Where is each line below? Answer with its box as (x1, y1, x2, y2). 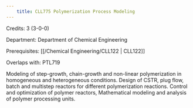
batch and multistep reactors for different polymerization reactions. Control (6, 83, 188, 90)
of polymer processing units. (6, 95, 76, 102)
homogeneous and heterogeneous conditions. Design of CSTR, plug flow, (6, 76, 184, 83)
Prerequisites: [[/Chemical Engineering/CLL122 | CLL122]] (6, 48, 145, 55)
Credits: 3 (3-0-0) (6, 25, 50, 32)
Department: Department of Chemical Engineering (6, 36, 128, 43)
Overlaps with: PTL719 (6, 59, 60, 66)
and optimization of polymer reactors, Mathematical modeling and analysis (6, 89, 187, 96)
